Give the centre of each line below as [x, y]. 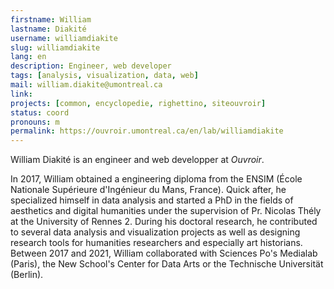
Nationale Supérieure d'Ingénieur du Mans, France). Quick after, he [148, 190]
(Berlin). [27, 275]
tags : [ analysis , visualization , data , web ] [104, 76]
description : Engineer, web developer [91, 66]
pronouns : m [35, 122]
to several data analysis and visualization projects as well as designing [155, 232]
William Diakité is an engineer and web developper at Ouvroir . [137, 160]
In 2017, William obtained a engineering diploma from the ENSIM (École [156, 179]
